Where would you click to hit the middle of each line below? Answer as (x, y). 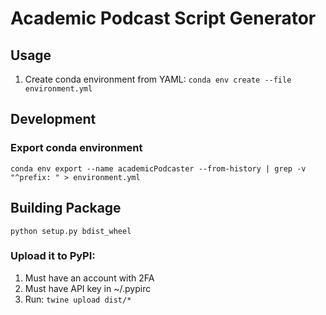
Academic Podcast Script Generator (163, 18)
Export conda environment (76, 148)
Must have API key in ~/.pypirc (88, 288)
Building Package (66, 208)
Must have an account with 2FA (89, 278)
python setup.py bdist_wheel (71, 231)
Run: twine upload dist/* (78, 299)
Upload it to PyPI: (53, 256)
